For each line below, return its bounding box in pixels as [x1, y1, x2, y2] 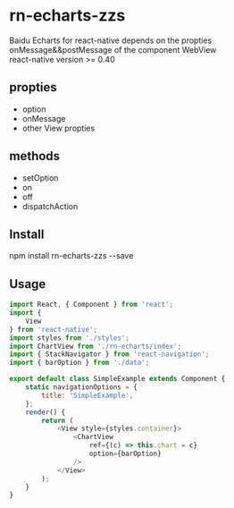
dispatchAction [21, 200, 79, 211]
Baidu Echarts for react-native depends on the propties [9, 35, 213, 46]
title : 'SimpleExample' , [41, 391, 134, 400]
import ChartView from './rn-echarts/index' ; [9, 342, 181, 351]
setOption [21, 172, 59, 183]
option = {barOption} [88, 449, 163, 459]
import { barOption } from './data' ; [9, 359, 150, 368]
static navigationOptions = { [25, 383, 138, 392]
